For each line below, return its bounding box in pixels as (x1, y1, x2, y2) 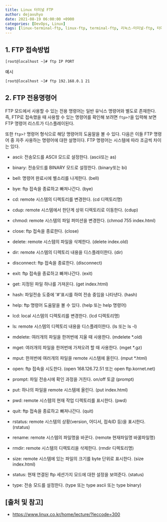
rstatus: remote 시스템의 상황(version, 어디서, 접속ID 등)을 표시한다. (12, 418, 146, 424)
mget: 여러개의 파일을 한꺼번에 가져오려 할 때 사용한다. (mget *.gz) (12, 344, 143, 350)
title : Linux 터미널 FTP (5, 7, 54, 12)
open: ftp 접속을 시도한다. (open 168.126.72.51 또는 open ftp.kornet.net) (12, 366, 156, 372)
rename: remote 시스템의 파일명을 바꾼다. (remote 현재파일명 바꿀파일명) (12, 434, 156, 440)
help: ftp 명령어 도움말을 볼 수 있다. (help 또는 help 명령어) (12, 302, 127, 308)
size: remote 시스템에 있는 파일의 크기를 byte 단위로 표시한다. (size (12, 455, 144, 461)
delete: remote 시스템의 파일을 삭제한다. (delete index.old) (12, 239, 128, 245)
